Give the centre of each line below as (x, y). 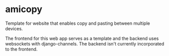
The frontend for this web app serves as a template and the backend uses (82, 38)
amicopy (24, 9)
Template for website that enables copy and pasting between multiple (78, 23)
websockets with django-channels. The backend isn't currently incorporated (85, 43)
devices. (14, 28)
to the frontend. (21, 49)
